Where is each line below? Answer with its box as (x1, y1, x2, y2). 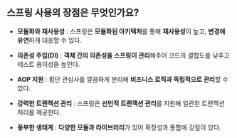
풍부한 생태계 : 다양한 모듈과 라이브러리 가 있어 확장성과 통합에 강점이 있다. (16, 123, 221, 132)
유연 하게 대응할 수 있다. (16, 36, 83, 44)
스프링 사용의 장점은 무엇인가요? (6, 6, 139, 19)
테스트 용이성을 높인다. (16, 60, 80, 68)
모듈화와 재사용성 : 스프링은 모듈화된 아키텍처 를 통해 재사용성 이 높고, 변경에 (16, 27, 226, 36)
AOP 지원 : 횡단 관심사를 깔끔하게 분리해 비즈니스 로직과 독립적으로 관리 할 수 (16, 75, 228, 83)
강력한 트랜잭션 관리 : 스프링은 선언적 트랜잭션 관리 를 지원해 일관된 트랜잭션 (16, 99, 225, 107)
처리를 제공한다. (16, 107, 61, 116)
